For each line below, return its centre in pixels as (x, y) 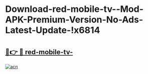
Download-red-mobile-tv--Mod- (75, 9)
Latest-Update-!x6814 (53, 30)
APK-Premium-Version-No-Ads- (74, 20)
